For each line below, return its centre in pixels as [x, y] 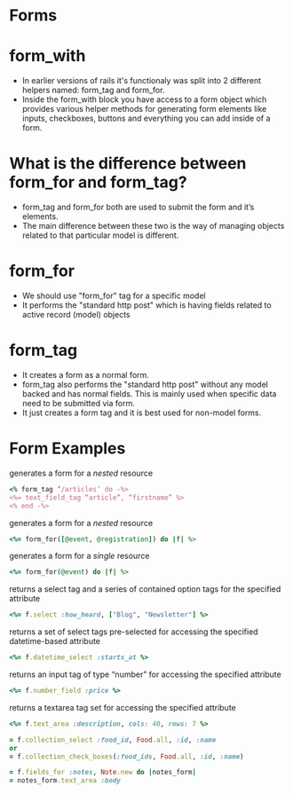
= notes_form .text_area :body [65, 781]
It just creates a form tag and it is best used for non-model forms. [142, 413]
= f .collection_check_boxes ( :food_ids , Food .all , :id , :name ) [127, 756]
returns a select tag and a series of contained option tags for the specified [145, 589]
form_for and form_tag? [99, 182]
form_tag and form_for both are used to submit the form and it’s [138, 207]
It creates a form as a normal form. [85, 374]
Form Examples [67, 448]
